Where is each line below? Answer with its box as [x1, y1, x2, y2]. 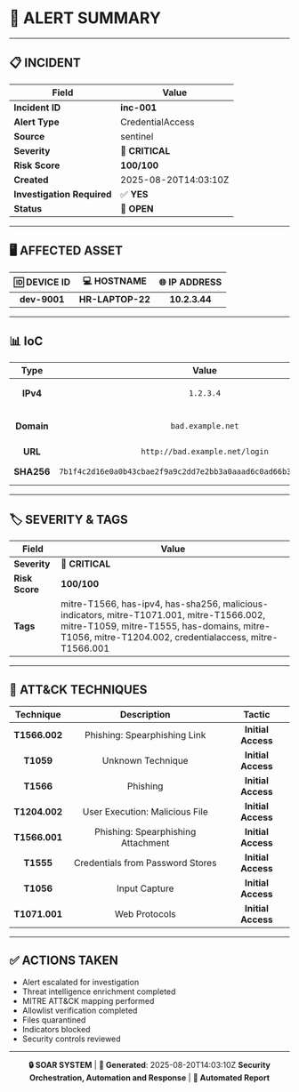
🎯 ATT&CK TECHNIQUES [9, 682, 148, 697]
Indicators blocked [21, 1024, 91, 1034]
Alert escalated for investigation [21, 976, 140, 987]
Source [13, 130, 45, 142]
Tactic [243, 709, 271, 720]
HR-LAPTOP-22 [78, 293, 151, 305]
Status [13, 202, 43, 214]
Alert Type [13, 116, 60, 128]
